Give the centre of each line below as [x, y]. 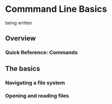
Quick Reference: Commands [42, 52]
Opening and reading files [37, 96]
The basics [23, 69]
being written [19, 23]
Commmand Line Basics [56, 9]
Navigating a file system [35, 83]
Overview [21, 38]
